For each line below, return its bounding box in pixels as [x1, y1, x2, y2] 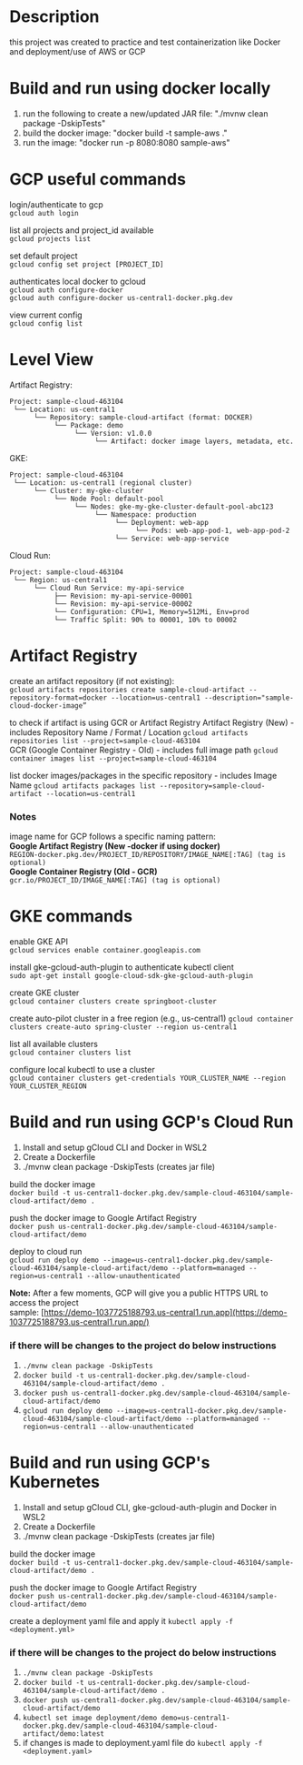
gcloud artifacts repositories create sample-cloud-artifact [9, 685, 246, 694]
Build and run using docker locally [9, 78, 271, 99]
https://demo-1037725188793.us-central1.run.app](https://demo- [44, 1306, 288, 1317]
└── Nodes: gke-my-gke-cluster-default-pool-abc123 [73, 502, 274, 511]
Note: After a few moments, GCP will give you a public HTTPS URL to [9, 1287, 269, 1298]
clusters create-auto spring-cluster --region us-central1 [9, 1022, 238, 1032]
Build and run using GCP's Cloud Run [9, 1112, 294, 1133]
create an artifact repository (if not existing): [9, 675, 175, 686]
